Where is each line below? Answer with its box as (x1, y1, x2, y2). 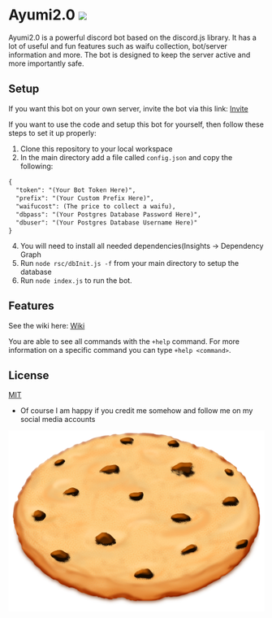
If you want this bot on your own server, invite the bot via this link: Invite (8, 103, 249, 113)
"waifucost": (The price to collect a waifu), (15, 202, 176, 211)
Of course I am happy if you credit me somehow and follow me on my (19, 406, 253, 416)
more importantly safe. (8, 59, 84, 68)
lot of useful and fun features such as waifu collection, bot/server (8, 41, 227, 50)
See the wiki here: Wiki (8, 320, 85, 330)
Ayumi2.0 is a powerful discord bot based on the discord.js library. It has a (8, 33, 257, 42)
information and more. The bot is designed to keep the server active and (8, 50, 251, 59)
